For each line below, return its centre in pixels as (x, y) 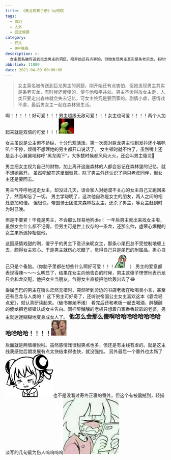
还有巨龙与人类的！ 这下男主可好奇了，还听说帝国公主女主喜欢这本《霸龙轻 (84, 296)
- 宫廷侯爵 (20, 32)
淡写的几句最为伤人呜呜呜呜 (34, 452)
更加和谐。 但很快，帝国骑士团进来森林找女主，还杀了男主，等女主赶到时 (86, 203)
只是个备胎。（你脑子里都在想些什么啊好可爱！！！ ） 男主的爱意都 (86, 266)
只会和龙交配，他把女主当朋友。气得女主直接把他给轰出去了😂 (70, 279)
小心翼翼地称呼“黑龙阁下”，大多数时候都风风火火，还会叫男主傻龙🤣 (84, 156)
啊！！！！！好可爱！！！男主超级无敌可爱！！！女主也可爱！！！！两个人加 (85, 116)
